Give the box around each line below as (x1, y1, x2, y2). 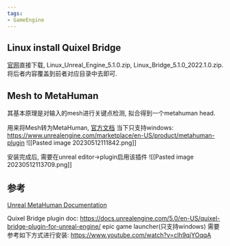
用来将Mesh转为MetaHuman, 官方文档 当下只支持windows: (7, 124, 174, 132)
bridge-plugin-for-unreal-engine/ (7, 222, 101, 230)
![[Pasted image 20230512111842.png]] (26, 139, 137, 147)
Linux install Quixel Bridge (7, 42, 122, 54)
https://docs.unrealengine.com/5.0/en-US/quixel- (80, 214, 220, 222)
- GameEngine (7, 16, 45, 23)
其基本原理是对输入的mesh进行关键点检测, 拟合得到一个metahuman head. (7, 109, 216, 118)
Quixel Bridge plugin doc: (7, 214, 79, 222)
